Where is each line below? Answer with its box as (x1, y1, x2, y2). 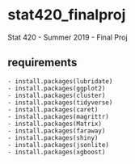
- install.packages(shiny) (7, 133, 99, 142)
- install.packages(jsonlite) (7, 141, 110, 149)
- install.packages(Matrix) (7, 120, 103, 128)
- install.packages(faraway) (7, 127, 106, 135)
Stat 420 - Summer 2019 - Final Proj (7, 32, 128, 42)
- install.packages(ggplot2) (7, 84, 106, 92)
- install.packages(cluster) (7, 91, 106, 99)
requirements (7, 56, 78, 69)
